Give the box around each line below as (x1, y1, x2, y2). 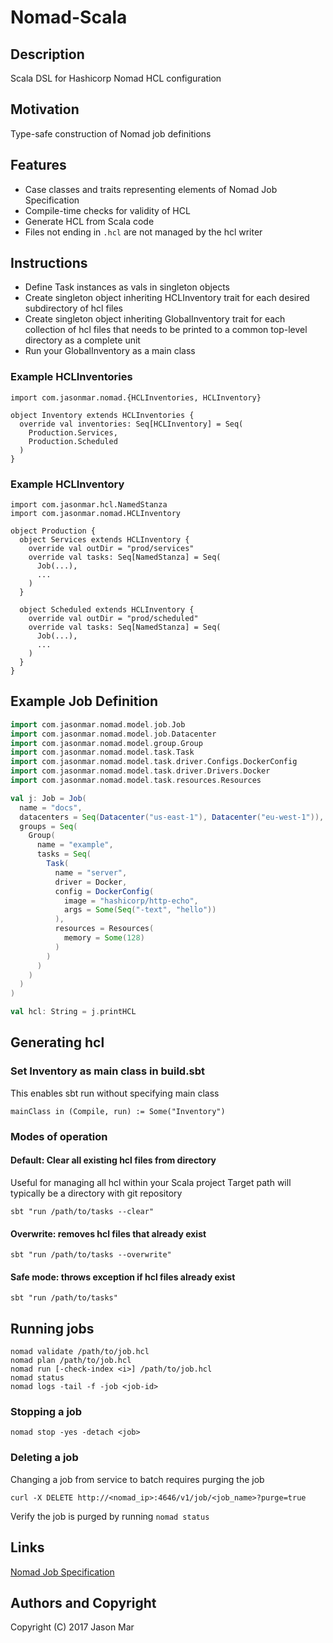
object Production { (10, 526, 97, 536)
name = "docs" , (19, 802, 83, 813)
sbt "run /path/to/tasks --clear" (10, 1206, 155, 1216)
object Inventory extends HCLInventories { (10, 410, 195, 420)
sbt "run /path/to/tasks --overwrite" (10, 1250, 172, 1260)
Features (10, 157, 67, 174)
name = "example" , (36, 840, 114, 850)
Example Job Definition (10, 693, 159, 710)
